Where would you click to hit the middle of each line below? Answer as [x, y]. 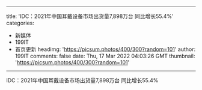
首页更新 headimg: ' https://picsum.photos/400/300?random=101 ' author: [105, 49]
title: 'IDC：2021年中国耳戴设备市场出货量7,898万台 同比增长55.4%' [90, 16]
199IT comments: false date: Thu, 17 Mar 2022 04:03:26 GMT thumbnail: [105, 56]
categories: [20, 23]
